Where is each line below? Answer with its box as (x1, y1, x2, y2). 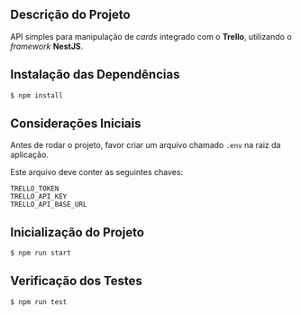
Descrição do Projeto (10, 7, 131, 23)
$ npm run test (10, 297, 68, 306)
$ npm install (10, 90, 64, 100)
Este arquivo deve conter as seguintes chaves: (10, 167, 184, 178)
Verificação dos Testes (10, 273, 143, 289)
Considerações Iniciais (10, 116, 141, 131)
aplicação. (10, 149, 49, 161)
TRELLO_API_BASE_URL (10, 200, 88, 209)
